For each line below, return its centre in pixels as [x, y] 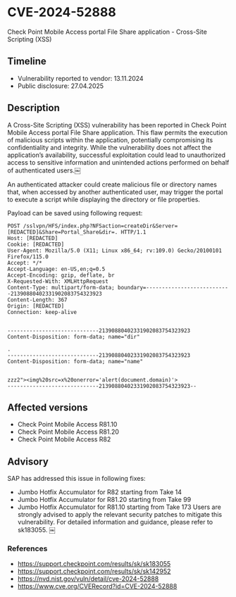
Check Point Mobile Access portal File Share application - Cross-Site [107, 32]
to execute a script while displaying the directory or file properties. [104, 199]
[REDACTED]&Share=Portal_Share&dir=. [63, 232]
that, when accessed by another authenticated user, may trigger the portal [115, 191]
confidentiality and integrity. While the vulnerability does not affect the [109, 147]
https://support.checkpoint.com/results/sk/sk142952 [94, 572]
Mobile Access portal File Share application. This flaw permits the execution [117, 132]
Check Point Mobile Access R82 [64, 439]
